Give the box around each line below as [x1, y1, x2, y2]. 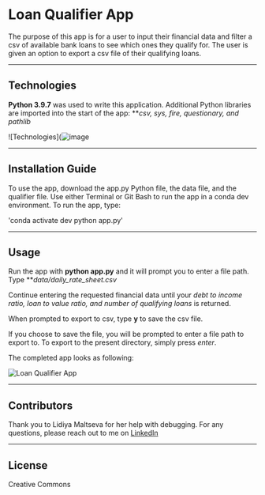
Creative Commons [8, 480, 71, 489]
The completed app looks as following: [8, 353, 134, 363]
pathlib [8, 116, 32, 126]
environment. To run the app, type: [8, 200, 121, 210]
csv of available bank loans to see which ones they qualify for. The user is [8, 40, 248, 49]
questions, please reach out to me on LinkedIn [8, 429, 159, 438]
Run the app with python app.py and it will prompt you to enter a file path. [8, 266, 250, 276]
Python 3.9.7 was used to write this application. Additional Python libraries [8, 100, 252, 109]
